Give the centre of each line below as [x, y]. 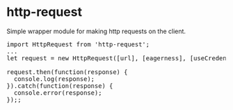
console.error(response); [58, 93]
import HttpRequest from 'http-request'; [78, 44]
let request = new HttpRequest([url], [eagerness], [97, 58]
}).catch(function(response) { [60, 86]
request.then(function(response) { [67, 72]
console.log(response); [54, 79]
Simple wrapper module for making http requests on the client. [96, 31]
